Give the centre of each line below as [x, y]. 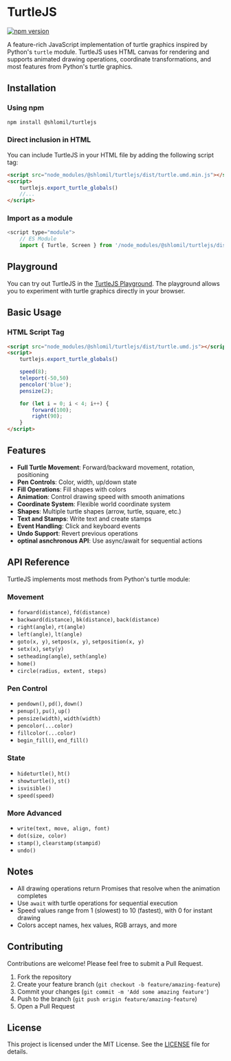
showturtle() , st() [44, 780]
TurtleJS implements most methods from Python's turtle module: [99, 579]
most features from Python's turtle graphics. [70, 66]
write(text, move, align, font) [63, 828]
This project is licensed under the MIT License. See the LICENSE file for [109, 1044]
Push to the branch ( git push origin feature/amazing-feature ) [107, 999]
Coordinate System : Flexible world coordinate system [93, 504]
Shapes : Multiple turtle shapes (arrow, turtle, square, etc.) [99, 511]
